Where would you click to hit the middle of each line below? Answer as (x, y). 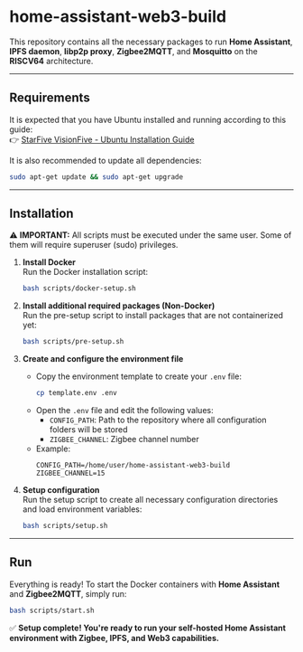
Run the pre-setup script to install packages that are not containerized (153, 316)
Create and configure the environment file (103, 359)
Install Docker (49, 262)
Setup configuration (61, 490)
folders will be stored (88, 430)
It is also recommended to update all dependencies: (106, 160)
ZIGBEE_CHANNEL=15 (70, 473)
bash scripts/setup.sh (65, 526)
